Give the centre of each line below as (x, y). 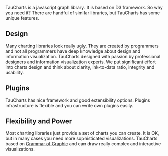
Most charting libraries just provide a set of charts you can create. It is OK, (82, 133)
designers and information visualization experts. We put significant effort (81, 62)
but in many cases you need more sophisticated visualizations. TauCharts (81, 139)
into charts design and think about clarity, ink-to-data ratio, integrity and (80, 67)
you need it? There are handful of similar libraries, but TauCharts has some (82, 13)
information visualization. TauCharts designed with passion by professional (83, 56)
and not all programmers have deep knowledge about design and (73, 51)
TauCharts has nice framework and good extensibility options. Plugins (78, 100)
